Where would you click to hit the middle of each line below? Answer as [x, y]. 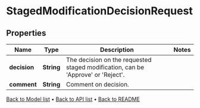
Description [117, 50]
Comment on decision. [98, 84]
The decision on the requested [109, 60]
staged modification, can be [105, 67]
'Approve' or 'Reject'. [96, 75]
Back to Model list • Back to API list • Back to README [73, 99]
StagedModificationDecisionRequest [100, 11]
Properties [26, 33]
